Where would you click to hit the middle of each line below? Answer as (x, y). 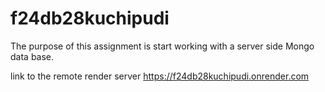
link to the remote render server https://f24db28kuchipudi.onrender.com (160, 76)
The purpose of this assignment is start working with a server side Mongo (162, 46)
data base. (32, 56)
